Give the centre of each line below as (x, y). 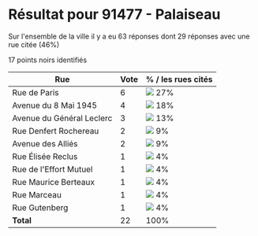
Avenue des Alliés (45, 143)
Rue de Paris (36, 92)
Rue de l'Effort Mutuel (52, 169)
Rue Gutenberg (40, 208)
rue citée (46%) (34, 44)
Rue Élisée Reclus (45, 157)
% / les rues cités (179, 79)
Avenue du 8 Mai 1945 (54, 105)
